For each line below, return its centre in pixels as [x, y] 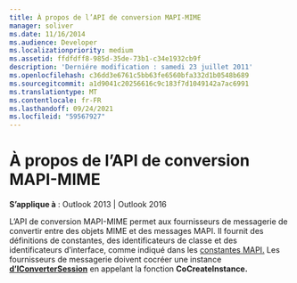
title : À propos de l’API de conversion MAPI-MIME [105, 17]
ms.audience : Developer [54, 42]
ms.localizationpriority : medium [71, 51]
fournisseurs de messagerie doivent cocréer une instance [115, 260]
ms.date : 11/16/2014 [48, 34]
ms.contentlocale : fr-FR [55, 100]
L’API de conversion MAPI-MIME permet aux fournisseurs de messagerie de [148, 222]
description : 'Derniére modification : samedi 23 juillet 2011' [131, 68]
